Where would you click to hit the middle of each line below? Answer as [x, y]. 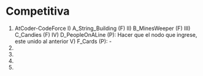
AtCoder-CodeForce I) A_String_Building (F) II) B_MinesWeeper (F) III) [102, 28]
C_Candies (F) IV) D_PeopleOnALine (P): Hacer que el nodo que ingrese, [106, 34]
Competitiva [38, 11]
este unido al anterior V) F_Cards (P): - [63, 41]
